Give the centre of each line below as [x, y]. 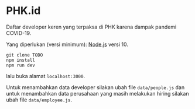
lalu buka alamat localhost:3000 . [46, 76]
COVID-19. [19, 33]
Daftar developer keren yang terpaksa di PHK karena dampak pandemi [91, 27]
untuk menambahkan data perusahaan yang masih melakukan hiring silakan [97, 93]
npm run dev [20, 65]
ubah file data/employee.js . [39, 100]
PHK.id [23, 11]
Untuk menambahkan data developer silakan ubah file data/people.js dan [95, 87]
